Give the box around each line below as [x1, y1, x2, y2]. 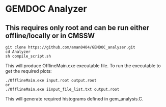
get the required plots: [5, 68, 52, 74]
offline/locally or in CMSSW [5, 31, 95, 40]
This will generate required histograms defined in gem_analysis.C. [5, 96, 144, 102]
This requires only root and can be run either [5, 23, 150, 32]
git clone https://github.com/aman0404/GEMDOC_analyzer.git [5, 45, 136, 50]
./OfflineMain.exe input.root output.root [5, 78, 97, 83]
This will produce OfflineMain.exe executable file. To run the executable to [5, 63, 161, 69]
